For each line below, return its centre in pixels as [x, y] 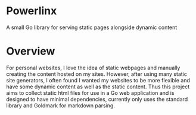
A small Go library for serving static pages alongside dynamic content [92, 27]
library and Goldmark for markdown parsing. [60, 106]
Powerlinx [32, 11]
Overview [31, 51]
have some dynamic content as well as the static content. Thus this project [98, 87]
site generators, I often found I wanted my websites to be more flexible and [98, 80]
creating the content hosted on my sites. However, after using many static [97, 74]
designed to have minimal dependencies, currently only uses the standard [97, 99]
